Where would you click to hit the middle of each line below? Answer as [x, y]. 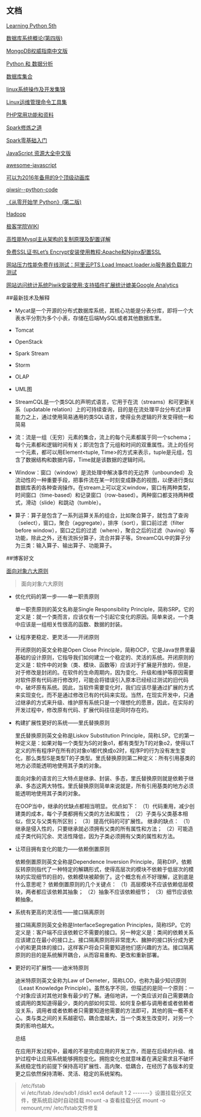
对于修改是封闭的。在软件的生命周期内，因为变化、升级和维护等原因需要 [104, 672]
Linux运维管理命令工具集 [37, 102]
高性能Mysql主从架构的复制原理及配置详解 [58, 239]
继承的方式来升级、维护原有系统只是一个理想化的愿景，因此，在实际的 [107, 702]
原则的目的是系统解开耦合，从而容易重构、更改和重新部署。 [88, 955]
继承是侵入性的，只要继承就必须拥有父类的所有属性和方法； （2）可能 [101, 828]
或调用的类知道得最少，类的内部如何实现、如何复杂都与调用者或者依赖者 [104, 1003]
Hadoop [16, 214]
